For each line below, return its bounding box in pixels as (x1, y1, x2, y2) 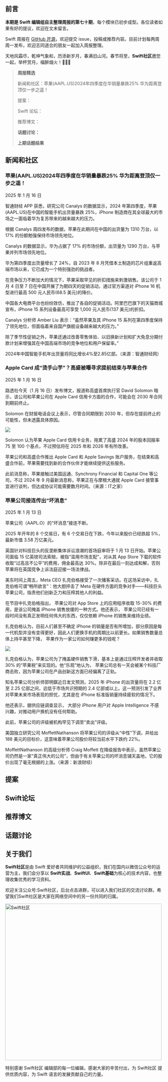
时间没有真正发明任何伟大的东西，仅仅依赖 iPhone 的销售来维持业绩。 (9, 613, 153, 619)
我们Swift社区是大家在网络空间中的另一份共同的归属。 (9, 894, 121, 900)
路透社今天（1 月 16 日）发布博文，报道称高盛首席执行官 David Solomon (5, 387, 153, 393)
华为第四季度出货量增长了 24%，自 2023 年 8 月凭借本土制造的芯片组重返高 (5, 260, 162, 266)
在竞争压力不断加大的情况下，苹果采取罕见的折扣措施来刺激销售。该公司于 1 (5, 277, 161, 283)
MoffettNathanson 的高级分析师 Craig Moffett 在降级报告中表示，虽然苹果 (5, 747, 157, 753)
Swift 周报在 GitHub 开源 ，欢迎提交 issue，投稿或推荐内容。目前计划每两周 (5, 36, 160, 42)
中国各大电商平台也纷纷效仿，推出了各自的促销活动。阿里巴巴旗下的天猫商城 (5, 300, 163, 306)
